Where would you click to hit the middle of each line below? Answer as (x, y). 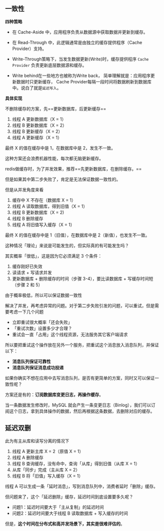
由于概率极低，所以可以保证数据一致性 (43, 295)
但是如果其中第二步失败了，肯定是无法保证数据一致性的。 (63, 179)
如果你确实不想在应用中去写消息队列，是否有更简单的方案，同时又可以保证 (80, 378)
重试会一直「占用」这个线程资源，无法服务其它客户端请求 (70, 334)
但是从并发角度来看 (24, 189)
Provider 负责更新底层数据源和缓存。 (49, 65)
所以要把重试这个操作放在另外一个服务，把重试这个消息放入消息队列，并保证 (82, 345)
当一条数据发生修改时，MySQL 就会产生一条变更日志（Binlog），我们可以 (78, 405)
